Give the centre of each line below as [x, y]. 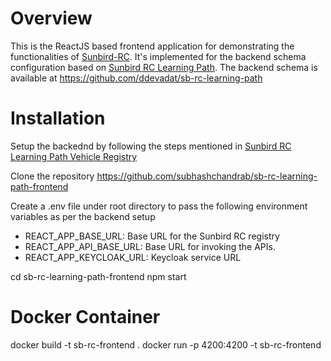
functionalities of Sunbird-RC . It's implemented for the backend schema [158, 56]
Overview [51, 18]
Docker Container [85, 317]
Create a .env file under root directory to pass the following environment [159, 206]
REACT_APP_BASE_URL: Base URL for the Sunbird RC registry [152, 236]
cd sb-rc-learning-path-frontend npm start [98, 276]
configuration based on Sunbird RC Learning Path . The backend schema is [164, 67]
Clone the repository [52, 176]
